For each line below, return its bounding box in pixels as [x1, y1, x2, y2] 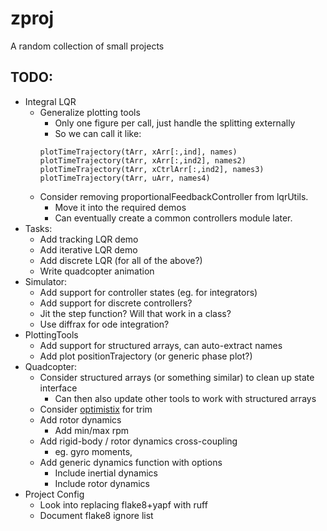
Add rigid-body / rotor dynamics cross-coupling [39, 435, 238, 447]
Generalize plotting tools [39, 106, 141, 118]
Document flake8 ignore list [39, 509, 154, 521]
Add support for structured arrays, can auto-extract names [39, 339, 283, 351]
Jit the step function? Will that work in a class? [39, 307, 232, 319]
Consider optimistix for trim [39, 403, 153, 415]
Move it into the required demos [54, 201, 187, 213]
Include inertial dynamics [54, 467, 158, 479]
